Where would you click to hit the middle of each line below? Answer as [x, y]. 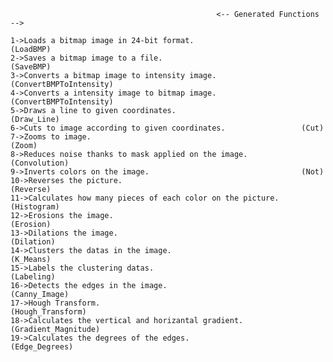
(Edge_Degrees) [42, 347]
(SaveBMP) [31, 67]
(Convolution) [40, 163]
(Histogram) [35, 207]
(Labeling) [33, 277]
